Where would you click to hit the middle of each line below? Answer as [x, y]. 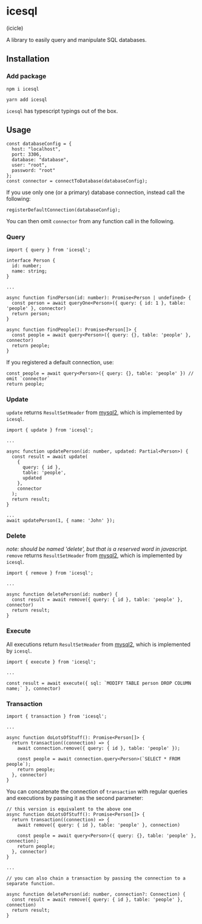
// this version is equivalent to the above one [69, 809]
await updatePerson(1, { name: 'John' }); [61, 521]
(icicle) [15, 28]
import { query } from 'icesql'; [49, 250]
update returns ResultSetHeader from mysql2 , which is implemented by [94, 412]
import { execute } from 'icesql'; [51, 662]
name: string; [29, 271]
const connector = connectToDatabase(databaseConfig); [77, 181]
